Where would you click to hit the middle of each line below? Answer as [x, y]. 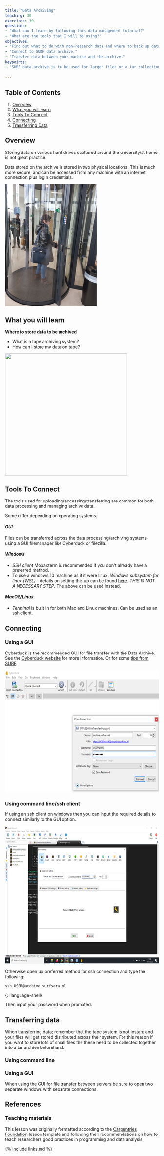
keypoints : [16, 62]
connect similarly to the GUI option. [41, 819]
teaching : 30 [18, 15]
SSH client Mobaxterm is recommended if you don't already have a [80, 565]
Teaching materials [28, 1118]
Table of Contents [33, 93]
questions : [16, 26]
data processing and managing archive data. [50, 506]
